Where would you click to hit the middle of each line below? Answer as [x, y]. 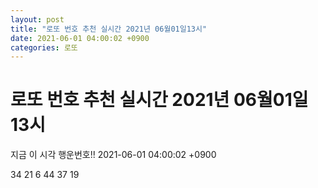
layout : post [37, 19]
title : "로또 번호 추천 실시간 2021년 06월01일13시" [109, 29]
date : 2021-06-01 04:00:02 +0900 [80, 38]
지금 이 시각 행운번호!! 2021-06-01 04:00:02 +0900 [113, 155]
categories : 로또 [44, 47]
